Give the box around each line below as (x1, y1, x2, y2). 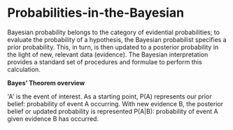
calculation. (7, 65, 41, 73)
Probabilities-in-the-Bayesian (7, 5, 184, 21)
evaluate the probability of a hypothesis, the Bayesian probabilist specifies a (7, 35, 227, 43)
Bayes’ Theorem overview (7, 78, 85, 87)
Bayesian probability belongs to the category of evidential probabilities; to (7, 28, 220, 36)
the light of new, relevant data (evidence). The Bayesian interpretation (7, 50, 209, 59)
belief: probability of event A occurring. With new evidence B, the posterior (7, 99, 224, 108)
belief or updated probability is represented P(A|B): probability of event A (7, 107, 218, 115)
